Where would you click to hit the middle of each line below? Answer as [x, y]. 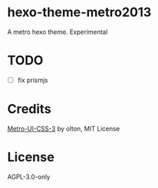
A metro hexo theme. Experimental [57, 32]
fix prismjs [32, 80]
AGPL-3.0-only [29, 177]
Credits [29, 109]
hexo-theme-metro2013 [79, 12]
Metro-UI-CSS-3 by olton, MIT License [63, 129]
